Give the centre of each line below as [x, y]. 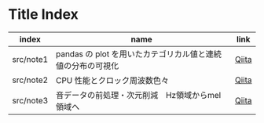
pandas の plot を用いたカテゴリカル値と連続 [138, 54]
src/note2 [30, 80]
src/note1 [30, 59]
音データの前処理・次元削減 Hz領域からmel [138, 95]
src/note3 [30, 100]
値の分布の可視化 [87, 66]
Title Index [43, 14]
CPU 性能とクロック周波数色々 [112, 80]
